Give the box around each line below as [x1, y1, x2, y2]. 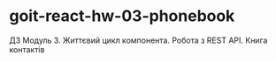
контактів [9, 44, 45, 54]
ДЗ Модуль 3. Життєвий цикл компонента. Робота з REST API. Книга [9, 35, 268, 45]
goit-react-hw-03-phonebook [9, 6, 235, 26]
